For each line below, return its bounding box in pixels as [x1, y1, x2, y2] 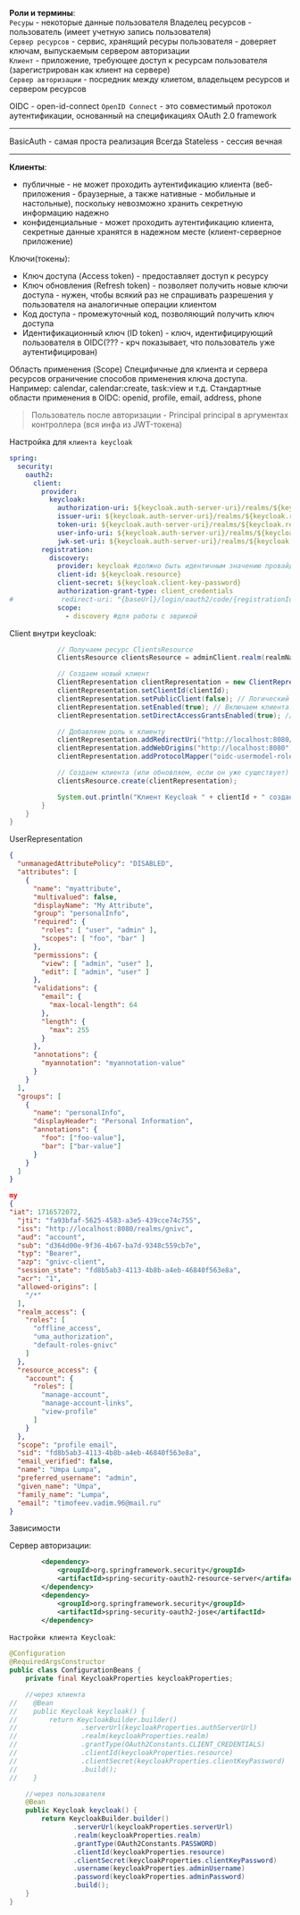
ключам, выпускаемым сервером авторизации [9, 46, 190, 56]
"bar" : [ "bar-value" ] [41, 1141, 122, 1151]
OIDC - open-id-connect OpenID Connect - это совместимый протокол [9, 101, 272, 111]
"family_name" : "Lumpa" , [17, 1490, 110, 1499]
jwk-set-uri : [56, 536, 105, 546]
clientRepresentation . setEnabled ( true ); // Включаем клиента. [56, 702, 294, 711]
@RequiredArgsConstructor [9, 1658, 105, 1667]
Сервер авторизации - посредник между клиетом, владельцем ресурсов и [9, 74, 290, 84]
